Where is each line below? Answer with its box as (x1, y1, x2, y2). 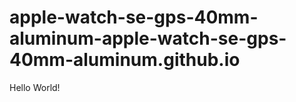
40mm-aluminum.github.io (9, 49, 241, 71)
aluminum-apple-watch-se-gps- (9, 27, 287, 50)
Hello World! (9, 81, 61, 93)
